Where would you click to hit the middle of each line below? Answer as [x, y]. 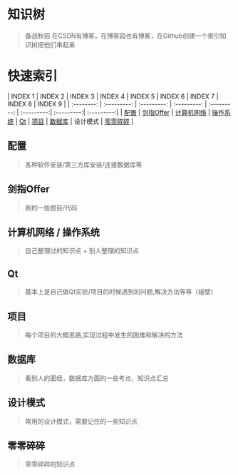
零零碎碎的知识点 [50, 464]
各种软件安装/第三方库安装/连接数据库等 [83, 164]
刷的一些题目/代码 [51, 208]
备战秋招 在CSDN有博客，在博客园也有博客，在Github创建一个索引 [123, 36]
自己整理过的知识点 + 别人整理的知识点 [82, 251]
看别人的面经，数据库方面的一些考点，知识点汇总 [97, 378]
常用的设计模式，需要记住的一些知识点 [81, 421]
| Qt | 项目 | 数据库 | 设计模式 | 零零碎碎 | [74, 121]
